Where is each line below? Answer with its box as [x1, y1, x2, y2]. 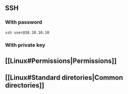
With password [5, 19, 43, 26]
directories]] [5, 81, 44, 90]
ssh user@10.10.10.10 [5, 30, 50, 35]
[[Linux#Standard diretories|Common [5, 74, 123, 82]
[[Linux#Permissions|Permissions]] [5, 57, 117, 65]
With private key [5, 42, 45, 48]
